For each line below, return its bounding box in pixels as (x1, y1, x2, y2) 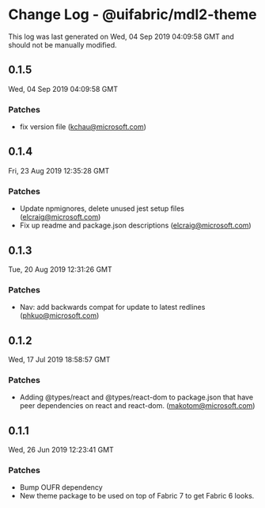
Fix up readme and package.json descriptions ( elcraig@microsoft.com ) (19, 220, 252, 231)
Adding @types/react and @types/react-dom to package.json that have (19, 392, 254, 402)
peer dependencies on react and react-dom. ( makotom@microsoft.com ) (19, 401, 256, 411)
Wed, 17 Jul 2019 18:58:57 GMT (8, 355, 111, 365)
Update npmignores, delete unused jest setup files (19, 204, 184, 213)
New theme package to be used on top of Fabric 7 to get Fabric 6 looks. (19, 491, 255, 501)
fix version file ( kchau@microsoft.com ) (19, 122, 146, 132)
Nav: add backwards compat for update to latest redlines (19, 303, 206, 312)
